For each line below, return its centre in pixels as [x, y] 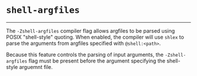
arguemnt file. [36, 67]
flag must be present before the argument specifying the [97, 61]
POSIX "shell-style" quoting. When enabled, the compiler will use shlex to [95, 37]
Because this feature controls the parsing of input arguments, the [85, 54]
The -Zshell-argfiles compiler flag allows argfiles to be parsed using [91, 30]
